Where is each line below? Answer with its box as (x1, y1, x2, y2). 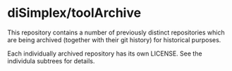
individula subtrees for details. (7, 56, 95, 65)
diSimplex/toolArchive (7, 5, 142, 21)
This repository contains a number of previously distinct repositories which (7, 28, 226, 37)
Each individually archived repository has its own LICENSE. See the (7, 49, 202, 58)
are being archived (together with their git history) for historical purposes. (7, 35, 221, 44)
